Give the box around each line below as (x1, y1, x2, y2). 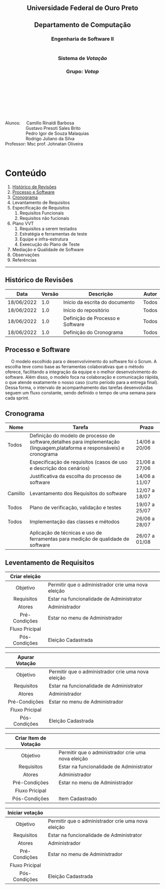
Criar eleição (10, 573, 41, 580)
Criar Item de (15, 735, 47, 741)
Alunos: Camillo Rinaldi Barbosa (5, 120, 75, 126)
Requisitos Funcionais (19, 210, 64, 216)
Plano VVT (12, 220, 34, 226)
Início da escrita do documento (63, 298, 135, 305)
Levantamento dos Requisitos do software (29, 490, 127, 497)
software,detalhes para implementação (29, 439, 120, 445)
